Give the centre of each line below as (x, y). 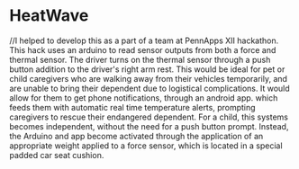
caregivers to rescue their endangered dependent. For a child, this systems (149, 117)
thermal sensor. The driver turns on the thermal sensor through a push (140, 59)
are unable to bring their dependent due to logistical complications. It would (149, 88)
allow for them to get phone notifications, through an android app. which (144, 98)
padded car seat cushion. (57, 155)
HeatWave (49, 16)
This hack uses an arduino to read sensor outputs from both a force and (143, 49)
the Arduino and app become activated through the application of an (136, 136)
